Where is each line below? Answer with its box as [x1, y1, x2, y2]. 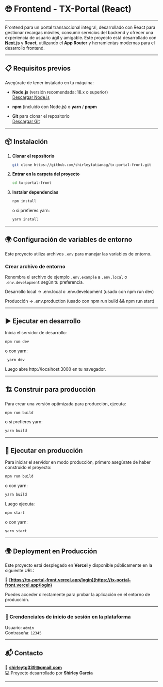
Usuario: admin [5, 624, 34, 631]
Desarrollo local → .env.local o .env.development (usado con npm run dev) [5, 289, 154, 295]
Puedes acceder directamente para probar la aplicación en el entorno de [5, 592, 150, 597]
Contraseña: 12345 [5, 630, 42, 635]
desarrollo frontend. [5, 45, 45, 51]
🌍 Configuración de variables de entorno [5, 235, 132, 244]
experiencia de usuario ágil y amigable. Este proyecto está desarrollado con [5, 35, 157, 40]
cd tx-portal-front [12, 181, 52, 185]
